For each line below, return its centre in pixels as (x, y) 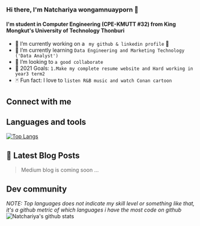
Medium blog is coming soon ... (60, 170)
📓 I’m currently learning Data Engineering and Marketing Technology (100, 50)
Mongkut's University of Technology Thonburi (65, 30)
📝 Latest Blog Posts (43, 155)
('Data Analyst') (37, 56)
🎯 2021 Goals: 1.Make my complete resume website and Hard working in (104, 68)
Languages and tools (46, 122)
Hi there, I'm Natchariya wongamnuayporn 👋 (72, 10)
